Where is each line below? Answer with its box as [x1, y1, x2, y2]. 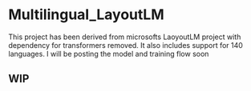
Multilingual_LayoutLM [8, 6, 164, 24]
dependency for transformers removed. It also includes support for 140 [8, 40, 243, 49]
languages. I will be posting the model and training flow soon [8, 49, 209, 58]
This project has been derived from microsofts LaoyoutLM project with [8, 32, 241, 42]
